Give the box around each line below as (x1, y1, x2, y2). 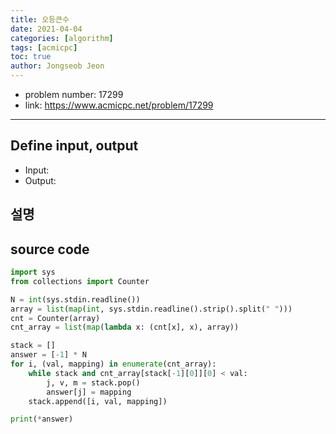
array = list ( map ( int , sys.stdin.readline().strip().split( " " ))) (10, 304, 293, 314)
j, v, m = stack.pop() (46, 377, 141, 388)
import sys (10, 267, 56, 278)
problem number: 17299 (24, 89, 124, 100)
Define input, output (10, 137, 139, 155)
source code (10, 241, 90, 258)
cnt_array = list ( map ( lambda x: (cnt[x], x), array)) (10, 322, 240, 333)
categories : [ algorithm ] (10, 33, 114, 43)
